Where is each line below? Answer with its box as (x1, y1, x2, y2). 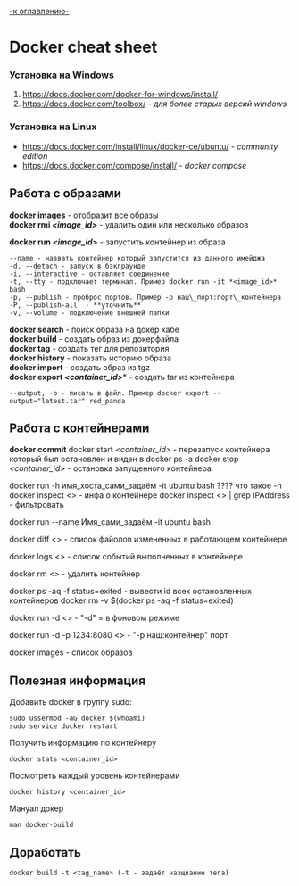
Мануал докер (9, 803, 64, 814)
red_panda (88, 396, 126, 405)
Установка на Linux (9, 120, 97, 133)
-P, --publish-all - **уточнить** (9, 301, 142, 310)
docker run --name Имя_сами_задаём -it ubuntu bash (9, 517, 212, 527)
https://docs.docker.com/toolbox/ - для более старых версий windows (21, 98, 287, 109)
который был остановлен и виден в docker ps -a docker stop (9, 453, 239, 465)
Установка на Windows (9, 69, 114, 81)
